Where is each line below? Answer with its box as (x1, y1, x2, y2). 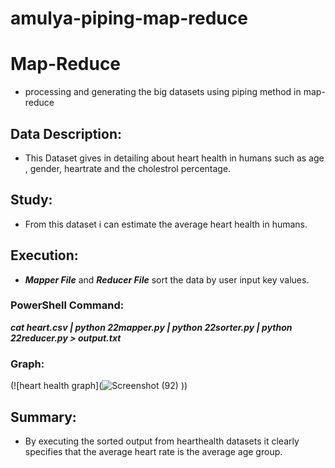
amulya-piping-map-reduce (10, 7, 248, 30)
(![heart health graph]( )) (10, 380, 188, 392)
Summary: (10, 408, 77, 426)
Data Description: (10, 125, 123, 142)
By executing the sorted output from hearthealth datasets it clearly (24, 435, 300, 447)
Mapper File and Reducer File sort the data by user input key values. (24, 273, 310, 286)
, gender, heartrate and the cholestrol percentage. (24, 162, 232, 174)
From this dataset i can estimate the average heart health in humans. (24, 218, 308, 230)
